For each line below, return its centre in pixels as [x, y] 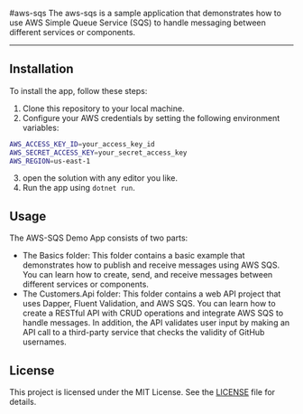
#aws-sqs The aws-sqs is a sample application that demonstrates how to [146, 13]
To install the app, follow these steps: [78, 90]
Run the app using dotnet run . [78, 188]
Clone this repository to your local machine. [103, 108]
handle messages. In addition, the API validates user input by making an [156, 323]
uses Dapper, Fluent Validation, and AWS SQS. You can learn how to [149, 304]
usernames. [45, 342]
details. [23, 402]
